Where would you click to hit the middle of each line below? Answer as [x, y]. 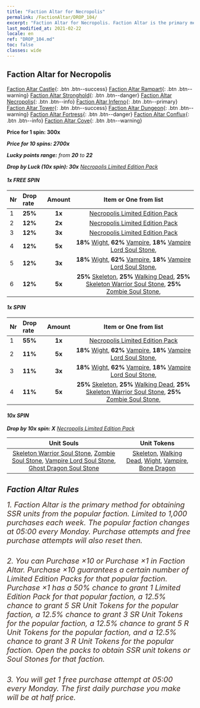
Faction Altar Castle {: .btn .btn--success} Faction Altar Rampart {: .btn [92, 89]
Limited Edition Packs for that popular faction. [87, 579]
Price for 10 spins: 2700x [38, 143]
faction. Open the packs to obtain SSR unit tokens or [99, 650]
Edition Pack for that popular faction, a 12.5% [86, 596]
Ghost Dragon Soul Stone [64, 468]
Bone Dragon [157, 468]
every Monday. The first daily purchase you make [94, 688]
